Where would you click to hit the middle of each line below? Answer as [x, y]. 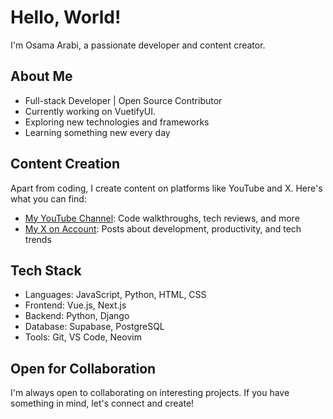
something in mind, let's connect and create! [102, 403]
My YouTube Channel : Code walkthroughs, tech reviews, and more [162, 218]
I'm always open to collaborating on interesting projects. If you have [150, 393]
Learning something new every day [97, 132]
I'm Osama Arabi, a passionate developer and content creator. [138, 45]
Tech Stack [46, 270]
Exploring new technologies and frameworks [117, 122]
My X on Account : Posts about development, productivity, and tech [163, 228]
